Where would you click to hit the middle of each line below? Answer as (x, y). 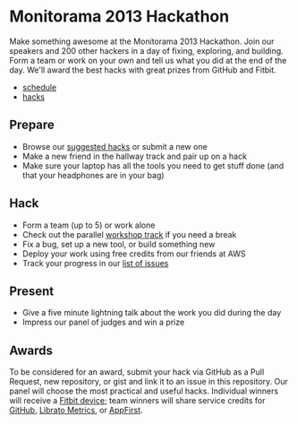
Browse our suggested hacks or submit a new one (115, 146)
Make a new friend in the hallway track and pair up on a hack (135, 156)
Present (32, 291)
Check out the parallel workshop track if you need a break (129, 234)
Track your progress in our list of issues (95, 263)
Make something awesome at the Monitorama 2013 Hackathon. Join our (142, 41)
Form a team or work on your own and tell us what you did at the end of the (148, 60)
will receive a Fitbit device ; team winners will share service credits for (137, 401)
